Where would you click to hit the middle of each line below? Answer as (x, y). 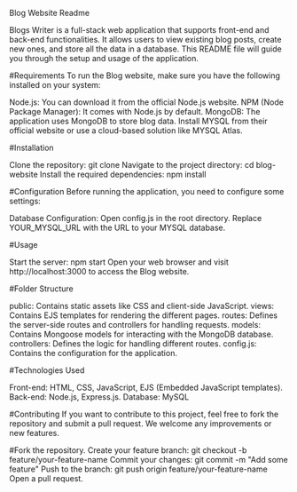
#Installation (32, 147)
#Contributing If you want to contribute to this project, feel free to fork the (144, 414)
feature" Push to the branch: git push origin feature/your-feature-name (138, 469)
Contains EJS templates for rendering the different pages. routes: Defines (144, 315)
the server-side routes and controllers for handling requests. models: (135, 325)
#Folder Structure (41, 289)
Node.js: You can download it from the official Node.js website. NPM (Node (146, 102)
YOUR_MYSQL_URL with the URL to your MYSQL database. (117, 227)
